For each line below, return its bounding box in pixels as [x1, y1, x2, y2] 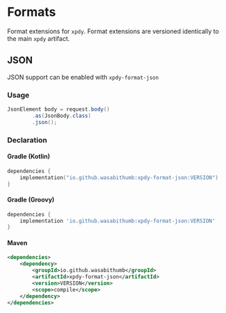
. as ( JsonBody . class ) [32, 112, 92, 119]
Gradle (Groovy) [7, 195, 55, 204]
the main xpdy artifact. [7, 34, 71, 42]
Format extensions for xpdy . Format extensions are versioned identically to [7, 27, 220, 35]
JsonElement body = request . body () [7, 106, 110, 113]
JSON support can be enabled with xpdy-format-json [7, 73, 159, 81]
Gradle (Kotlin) [7, 152, 51, 161]
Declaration [7, 135, 47, 145]
